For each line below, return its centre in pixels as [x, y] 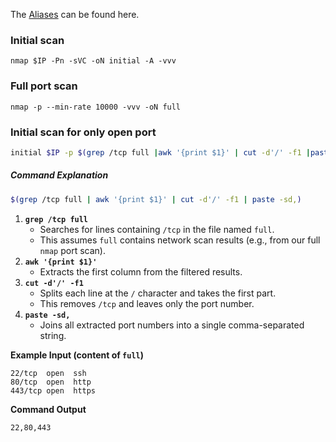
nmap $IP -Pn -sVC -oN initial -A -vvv [93, 61]
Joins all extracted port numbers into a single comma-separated [172, 325]
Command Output [48, 409]
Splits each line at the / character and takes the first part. [158, 293]
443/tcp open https [53, 390]
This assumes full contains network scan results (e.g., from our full [180, 240]
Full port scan [44, 86]
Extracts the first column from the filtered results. [141, 271]
